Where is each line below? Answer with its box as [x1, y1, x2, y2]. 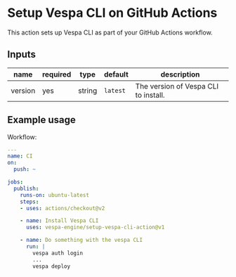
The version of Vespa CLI [135, 81, 219, 91]
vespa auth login [32, 250, 83, 257]
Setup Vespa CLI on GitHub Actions [7, 5, 218, 21]
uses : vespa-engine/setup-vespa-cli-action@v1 [25, 224, 165, 231]
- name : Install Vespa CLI [20, 217, 99, 224]
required [41, 69, 72, 79]
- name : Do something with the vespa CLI [20, 237, 143, 244]
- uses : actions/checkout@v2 [20, 205, 105, 212]
